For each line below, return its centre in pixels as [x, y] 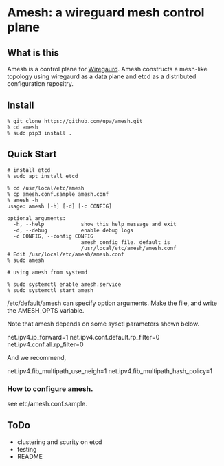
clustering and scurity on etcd [59, 442]
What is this [33, 53]
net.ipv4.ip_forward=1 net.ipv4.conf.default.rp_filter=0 [83, 337]
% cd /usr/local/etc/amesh [46, 188]
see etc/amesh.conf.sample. [47, 403]
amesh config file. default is [125, 242]
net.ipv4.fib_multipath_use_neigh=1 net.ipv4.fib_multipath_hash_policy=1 [110, 371]
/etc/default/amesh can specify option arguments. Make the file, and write [112, 303]
